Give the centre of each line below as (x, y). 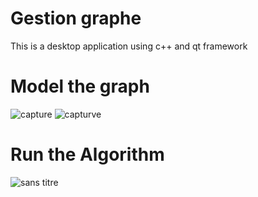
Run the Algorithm (87, 154)
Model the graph (80, 86)
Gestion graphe (76, 18)
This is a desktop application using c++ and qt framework (129, 46)
